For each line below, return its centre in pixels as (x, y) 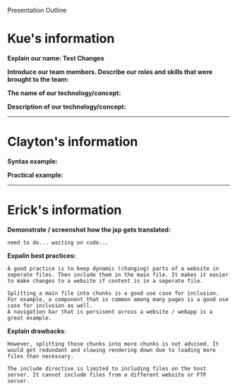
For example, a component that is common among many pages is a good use (118, 299)
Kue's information (61, 39)
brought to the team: (38, 79)
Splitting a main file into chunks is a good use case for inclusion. (113, 293)
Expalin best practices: (42, 255)
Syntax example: (32, 161)
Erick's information (65, 210)
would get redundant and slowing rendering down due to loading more (112, 350)
